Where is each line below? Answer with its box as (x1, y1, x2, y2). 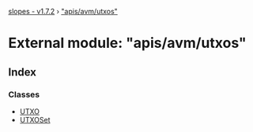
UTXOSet (19, 115, 51, 124)
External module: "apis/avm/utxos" (8, 35, 247, 52)
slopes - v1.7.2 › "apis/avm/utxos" (8, 7, 119, 16)
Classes (8, 89, 40, 100)
